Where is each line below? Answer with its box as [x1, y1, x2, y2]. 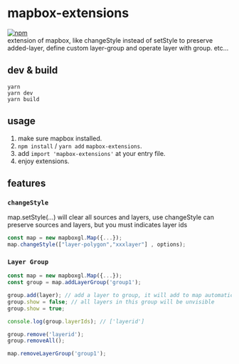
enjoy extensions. [17, 157, 70, 165]
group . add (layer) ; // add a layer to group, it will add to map [7, 292, 202, 299]
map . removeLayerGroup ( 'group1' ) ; [7, 350, 107, 358]
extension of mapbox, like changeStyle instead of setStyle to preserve [7, 36, 213, 44]
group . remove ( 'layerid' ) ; [7, 331, 84, 338]
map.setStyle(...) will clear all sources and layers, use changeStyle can [7, 213, 215, 222]
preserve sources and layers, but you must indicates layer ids [7, 221, 188, 229]
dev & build [7, 64, 58, 76]
